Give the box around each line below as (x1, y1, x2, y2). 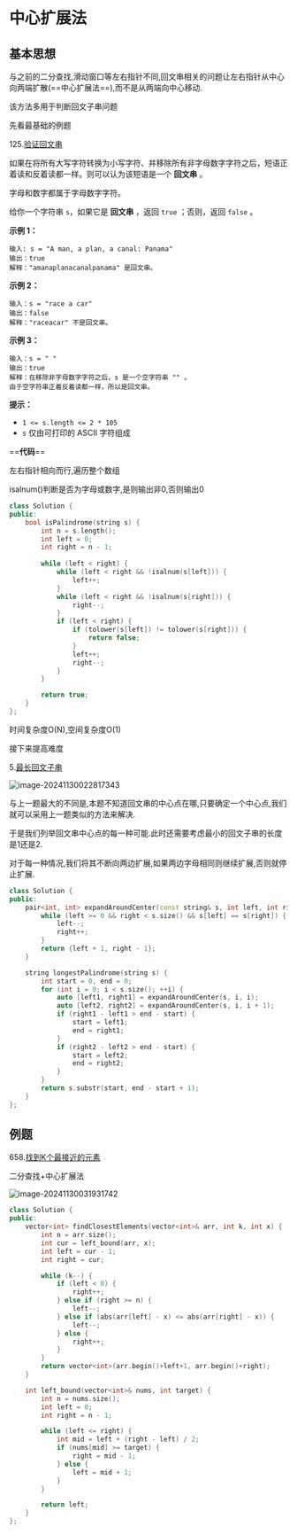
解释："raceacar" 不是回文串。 (9, 318, 112, 327)
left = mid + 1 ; (72, 1468, 133, 1476)
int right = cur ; (41, 1255, 104, 1264)
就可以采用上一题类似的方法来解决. (9, 808, 136, 820)
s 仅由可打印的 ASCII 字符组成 (21, 427, 131, 438)
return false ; (88, 634, 141, 642)
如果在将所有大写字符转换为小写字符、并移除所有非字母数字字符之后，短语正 (9, 158, 288, 168)
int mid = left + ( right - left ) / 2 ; (56, 1435, 200, 1444)
